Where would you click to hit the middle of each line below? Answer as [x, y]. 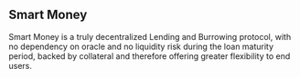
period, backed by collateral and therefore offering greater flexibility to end [150, 56]
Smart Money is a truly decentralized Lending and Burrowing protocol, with [150, 36]
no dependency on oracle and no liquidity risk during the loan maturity [141, 46]
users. [21, 65]
